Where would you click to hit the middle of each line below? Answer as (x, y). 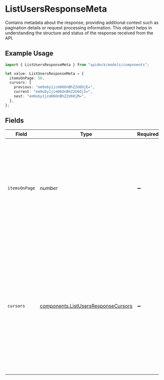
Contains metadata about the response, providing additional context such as (82, 22)
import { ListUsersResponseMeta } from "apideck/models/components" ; (77, 64)
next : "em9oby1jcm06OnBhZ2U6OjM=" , (50, 96)
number (49, 188)
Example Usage (29, 53)
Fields (15, 121)
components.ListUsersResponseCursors (86, 306)
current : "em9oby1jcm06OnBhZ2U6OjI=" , (53, 92)
